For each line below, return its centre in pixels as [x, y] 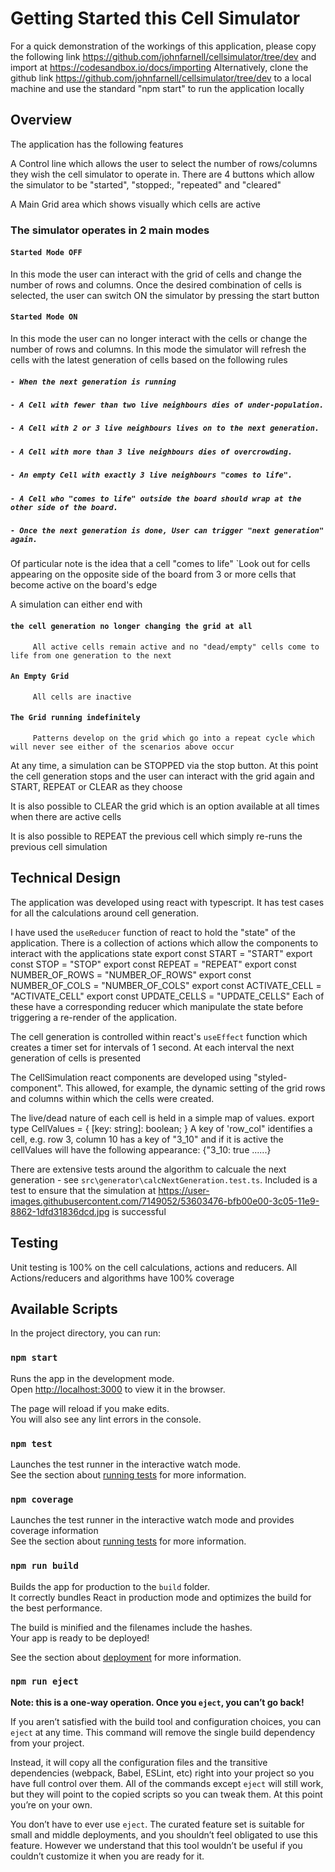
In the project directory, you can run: [85, 1333]
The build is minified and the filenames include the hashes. [131, 1627]
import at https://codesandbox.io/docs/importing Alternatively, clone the [159, 67]
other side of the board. [64, 507]
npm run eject [44, 1681]
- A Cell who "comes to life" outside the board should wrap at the [156, 498]
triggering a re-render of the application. [94, 1017]
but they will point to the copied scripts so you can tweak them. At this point [166, 1794]
